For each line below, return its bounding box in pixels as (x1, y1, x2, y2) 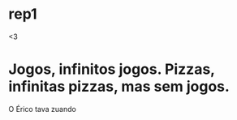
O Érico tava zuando (8, 104, 77, 114)
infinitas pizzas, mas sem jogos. (8, 78, 230, 96)
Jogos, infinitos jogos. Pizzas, (8, 60, 215, 79)
